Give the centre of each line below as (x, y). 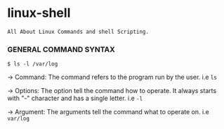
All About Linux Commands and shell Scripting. (78, 32)
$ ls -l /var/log (33, 64)
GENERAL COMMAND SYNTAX (61, 49)
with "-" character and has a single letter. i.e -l (75, 98)
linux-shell (39, 13)
